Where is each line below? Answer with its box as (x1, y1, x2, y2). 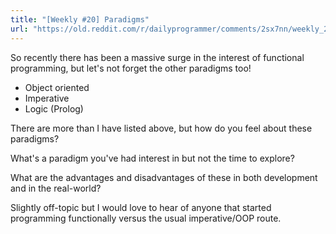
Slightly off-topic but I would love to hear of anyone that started (10, 201, 272, 213)
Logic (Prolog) (24, 102, 84, 115)
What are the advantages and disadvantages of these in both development (10, 171, 318, 183)
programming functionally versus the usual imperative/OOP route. (10, 212, 282, 224)
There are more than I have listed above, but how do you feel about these (10, 122, 313, 134)
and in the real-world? (10, 182, 102, 194)
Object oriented (24, 81, 90, 93)
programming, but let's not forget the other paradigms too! (10, 62, 252, 74)
